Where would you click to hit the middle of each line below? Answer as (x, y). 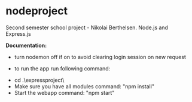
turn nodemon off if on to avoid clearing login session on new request (100, 57)
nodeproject (37, 11)
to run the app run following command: (62, 68)
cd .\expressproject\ (39, 80)
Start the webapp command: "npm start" (64, 92)
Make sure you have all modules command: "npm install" (84, 86)
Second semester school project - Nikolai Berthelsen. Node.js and (87, 27)
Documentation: (26, 45)
